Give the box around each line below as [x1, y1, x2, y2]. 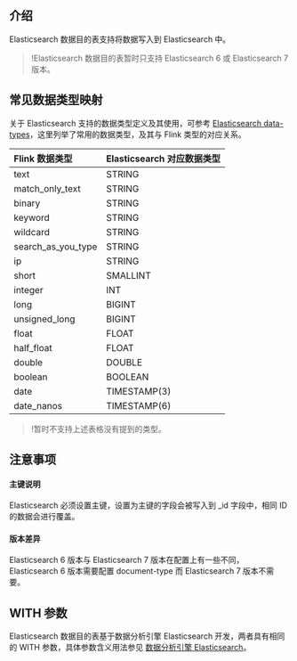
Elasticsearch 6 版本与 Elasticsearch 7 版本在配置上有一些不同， [9, 555, 245, 566]
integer [13, 283, 44, 296]
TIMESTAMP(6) [106, 399, 172, 412]
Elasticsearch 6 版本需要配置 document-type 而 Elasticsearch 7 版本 [9, 566, 260, 576]
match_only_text [13, 182, 82, 194]
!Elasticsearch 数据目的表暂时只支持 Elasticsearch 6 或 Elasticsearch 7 [30, 53, 289, 63]
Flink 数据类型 [13, 152, 73, 165]
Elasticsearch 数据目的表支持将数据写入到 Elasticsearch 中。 [9, 34, 231, 45]
